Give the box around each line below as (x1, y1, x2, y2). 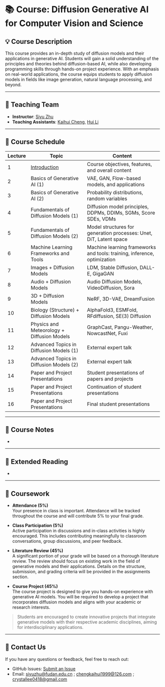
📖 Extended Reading (5, 457, 68, 466)
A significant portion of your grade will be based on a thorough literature (12, 553, 159, 559)
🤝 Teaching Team (5, 100, 59, 109)
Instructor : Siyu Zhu (12, 114, 54, 120)
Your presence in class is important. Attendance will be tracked (12, 508, 140, 514)
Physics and (30, 320, 59, 327)
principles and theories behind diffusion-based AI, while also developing (5, 61, 152, 66)
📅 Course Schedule (5, 138, 65, 146)
